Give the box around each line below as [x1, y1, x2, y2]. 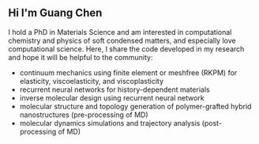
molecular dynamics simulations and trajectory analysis [19, 118, 201, 127]
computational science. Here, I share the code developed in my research [8, 44, 245, 54]
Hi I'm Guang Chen [8, 6, 103, 20]
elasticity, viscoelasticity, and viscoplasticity [19, 76, 164, 85]
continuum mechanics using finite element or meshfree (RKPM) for [19, 67, 238, 78]
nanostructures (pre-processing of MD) [19, 110, 148, 119]
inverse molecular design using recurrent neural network [19, 93, 205, 102]
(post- [201, 118, 223, 127]
